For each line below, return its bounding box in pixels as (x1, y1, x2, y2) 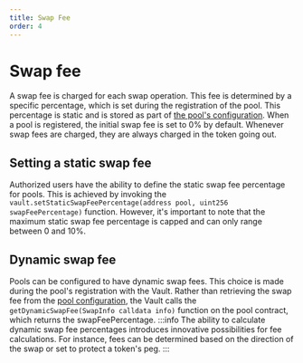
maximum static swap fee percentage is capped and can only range (9, 216, 262, 227)
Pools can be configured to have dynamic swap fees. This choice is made (9, 276, 285, 287)
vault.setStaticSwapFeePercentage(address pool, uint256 (9, 198, 229, 208)
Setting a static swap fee (9, 155, 152, 170)
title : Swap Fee (9, 13, 71, 23)
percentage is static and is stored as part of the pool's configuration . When (9, 110, 289, 120)
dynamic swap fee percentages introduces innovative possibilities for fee (9, 324, 282, 335)
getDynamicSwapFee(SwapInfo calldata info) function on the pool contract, (9, 305, 289, 316)
